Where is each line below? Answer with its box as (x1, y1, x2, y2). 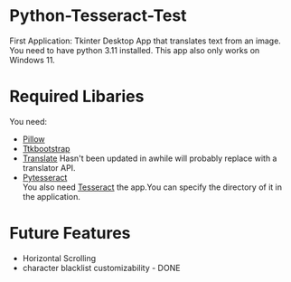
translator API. (22, 162, 76, 173)
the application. (22, 191, 81, 202)
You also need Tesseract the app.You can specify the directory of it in (22, 182, 283, 193)
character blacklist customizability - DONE (22, 262, 181, 273)
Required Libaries (9, 87, 145, 107)
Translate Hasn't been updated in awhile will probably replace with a (22, 153, 277, 164)
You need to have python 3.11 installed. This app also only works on (9, 44, 260, 55)
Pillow (22, 133, 45, 145)
